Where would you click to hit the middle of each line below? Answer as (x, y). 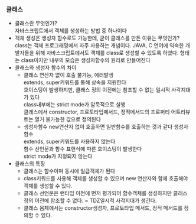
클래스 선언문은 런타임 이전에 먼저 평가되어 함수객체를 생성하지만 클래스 (105, 193)
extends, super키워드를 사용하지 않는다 (69, 142)
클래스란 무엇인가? (36, 23)
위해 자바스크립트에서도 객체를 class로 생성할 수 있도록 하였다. (107, 53)
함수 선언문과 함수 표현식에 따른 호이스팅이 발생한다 (83, 149)
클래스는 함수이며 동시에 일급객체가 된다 (69, 171)
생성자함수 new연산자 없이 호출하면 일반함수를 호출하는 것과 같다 (98, 127)
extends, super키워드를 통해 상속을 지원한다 (75, 82)
